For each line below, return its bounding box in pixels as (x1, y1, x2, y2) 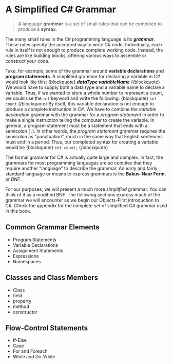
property (12, 298, 32, 304)
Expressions (12, 253, 39, 259)
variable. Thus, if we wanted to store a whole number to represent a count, (5, 89, 163, 96)
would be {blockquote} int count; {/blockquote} (5, 144, 108, 150)
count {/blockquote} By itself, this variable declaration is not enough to (5, 100, 154, 106)
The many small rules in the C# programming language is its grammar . (5, 36, 156, 42)
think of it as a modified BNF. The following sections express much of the (5, 191, 160, 197)
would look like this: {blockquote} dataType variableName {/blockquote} (5, 79, 160, 85)
